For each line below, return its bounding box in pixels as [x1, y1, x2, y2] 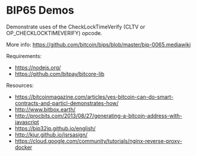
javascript [14, 118, 39, 125]
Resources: [6, 81, 34, 89]
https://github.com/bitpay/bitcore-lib [14, 70, 105, 77]
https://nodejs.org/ [14, 63, 61, 71]
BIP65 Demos [6, 4, 74, 17]
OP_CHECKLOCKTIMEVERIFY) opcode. [6, 29, 102, 36]
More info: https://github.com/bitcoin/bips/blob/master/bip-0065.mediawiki [6, 41, 191, 48]
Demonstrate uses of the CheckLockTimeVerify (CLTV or [6, 23, 146, 30]
